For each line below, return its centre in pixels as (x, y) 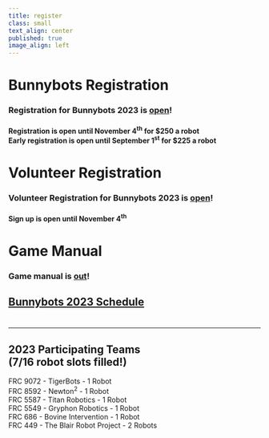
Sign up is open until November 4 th (68, 217)
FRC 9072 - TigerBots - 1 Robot (60, 381)
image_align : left (39, 46)
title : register (35, 16)
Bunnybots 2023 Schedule (76, 302)
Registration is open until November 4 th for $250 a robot (104, 130)
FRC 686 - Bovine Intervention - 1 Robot (74, 416)
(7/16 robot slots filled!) (68, 362)
